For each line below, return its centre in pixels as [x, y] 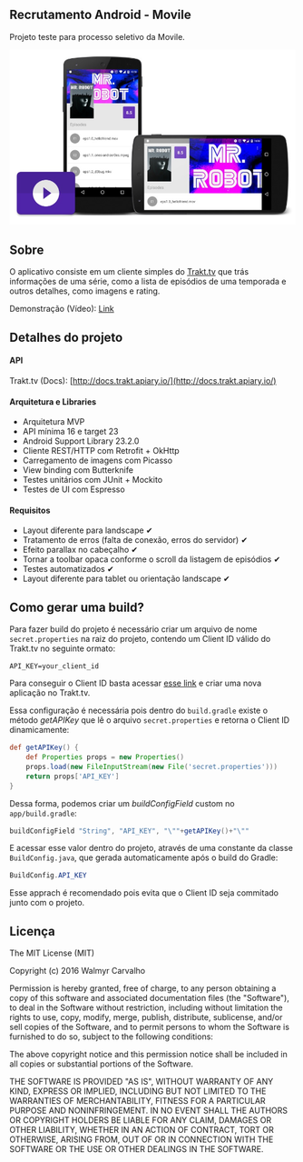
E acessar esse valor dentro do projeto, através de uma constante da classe [151, 848]
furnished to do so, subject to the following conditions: [111, 1037]
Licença [33, 931]
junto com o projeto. [47, 903]
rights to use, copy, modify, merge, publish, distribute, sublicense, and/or [146, 1017]
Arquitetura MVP [54, 422]
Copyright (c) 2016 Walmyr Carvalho [78, 971]
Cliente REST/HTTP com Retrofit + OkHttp [101, 451]
